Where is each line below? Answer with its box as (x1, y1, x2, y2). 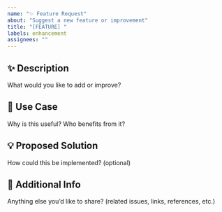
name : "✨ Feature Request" (7, 10, 87, 17)
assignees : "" (7, 36, 49, 43)
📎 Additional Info (7, 178, 82, 190)
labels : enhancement (7, 29, 68, 37)
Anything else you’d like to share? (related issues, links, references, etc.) (7, 197, 216, 206)
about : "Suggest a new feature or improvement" (7, 17, 149, 24)
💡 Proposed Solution (7, 140, 98, 152)
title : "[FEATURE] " (7, 23, 68, 30)
